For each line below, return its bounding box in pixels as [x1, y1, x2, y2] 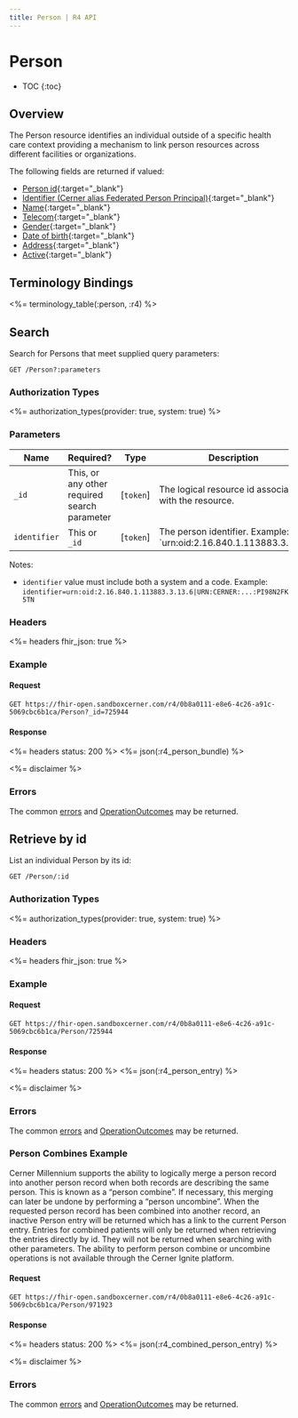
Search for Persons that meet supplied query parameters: [9, 348, 220, 358]
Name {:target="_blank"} [21, 202, 111, 213]
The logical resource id [159, 483, 255, 495]
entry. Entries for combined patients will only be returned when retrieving [9, 1224, 277, 1235]
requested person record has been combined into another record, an [9, 1206, 261, 1216]
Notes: [9, 559, 34, 570]
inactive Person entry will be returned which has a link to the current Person [9, 1214, 286, 1225]
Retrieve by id [9, 831, 87, 846]
